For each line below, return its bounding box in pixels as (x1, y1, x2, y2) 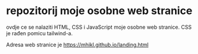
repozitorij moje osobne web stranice (6, 4, 193, 18)
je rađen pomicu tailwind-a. (6, 29, 73, 36)
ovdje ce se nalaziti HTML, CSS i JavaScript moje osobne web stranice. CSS (6, 23, 192, 31)
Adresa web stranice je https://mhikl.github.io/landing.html (6, 41, 149, 48)
